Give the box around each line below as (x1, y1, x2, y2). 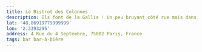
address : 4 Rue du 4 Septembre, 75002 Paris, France (6, 31, 143, 37)
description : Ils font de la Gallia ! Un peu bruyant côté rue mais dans (6, 14, 197, 20)
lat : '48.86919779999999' (6, 20, 72, 26)
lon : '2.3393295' (6, 25, 50, 32)
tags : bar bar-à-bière (6, 36, 64, 42)
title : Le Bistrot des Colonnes (6, 8, 88, 15)
